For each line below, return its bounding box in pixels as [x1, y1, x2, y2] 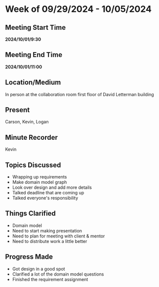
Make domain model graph [12, 179, 67, 185]
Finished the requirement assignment [12, 276, 88, 282]
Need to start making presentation [12, 228, 82, 233]
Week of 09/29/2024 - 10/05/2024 [5, 3, 152, 15]
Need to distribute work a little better [12, 238, 87, 244]
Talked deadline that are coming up [12, 190, 84, 196]
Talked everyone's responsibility [12, 195, 79, 201]
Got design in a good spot [12, 266, 65, 272]
